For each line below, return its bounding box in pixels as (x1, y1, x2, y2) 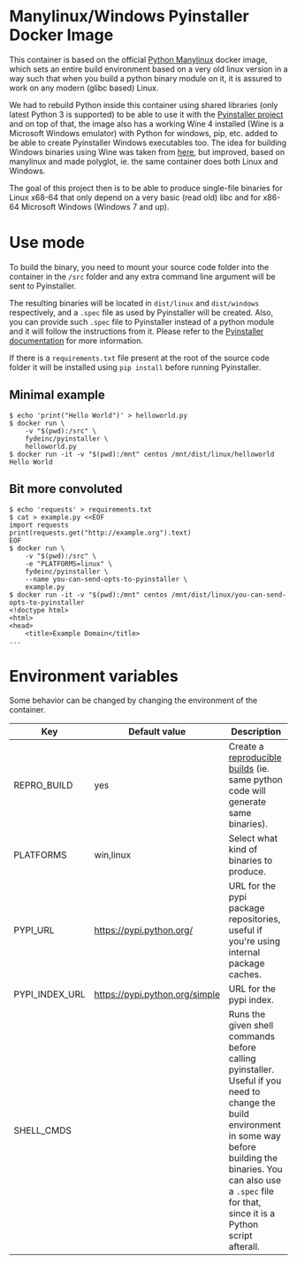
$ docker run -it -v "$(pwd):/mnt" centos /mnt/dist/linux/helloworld (9, 450, 275, 459)
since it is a (228, 1207, 276, 1220)
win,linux (94, 849, 131, 861)
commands (228, 1030, 276, 1043)
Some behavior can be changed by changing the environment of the (9, 695, 258, 705)
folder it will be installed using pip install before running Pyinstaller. (9, 361, 262, 373)
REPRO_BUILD (13, 779, 73, 791)
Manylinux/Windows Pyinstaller (9, 6, 249, 27)
